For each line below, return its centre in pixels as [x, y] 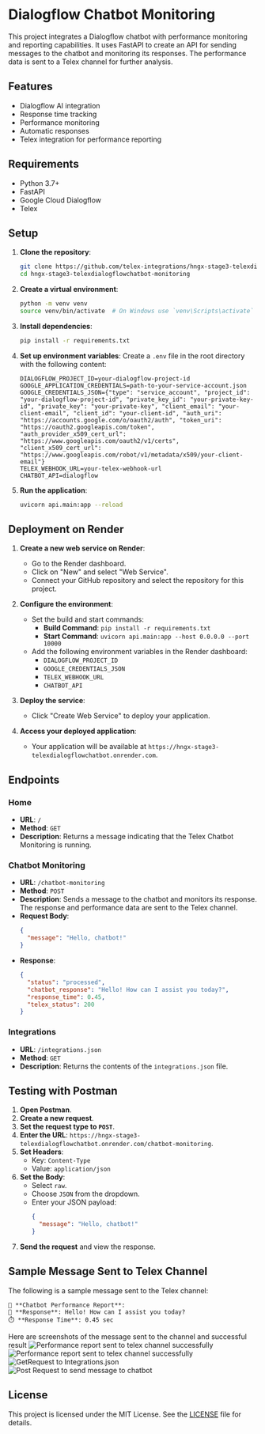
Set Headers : [42, 1152]
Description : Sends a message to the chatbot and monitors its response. [138, 899]
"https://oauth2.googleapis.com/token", [87, 427]
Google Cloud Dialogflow [60, 200]
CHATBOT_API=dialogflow [59, 475]
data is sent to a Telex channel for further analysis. [91, 62]
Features [30, 87]
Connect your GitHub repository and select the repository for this [137, 581]
